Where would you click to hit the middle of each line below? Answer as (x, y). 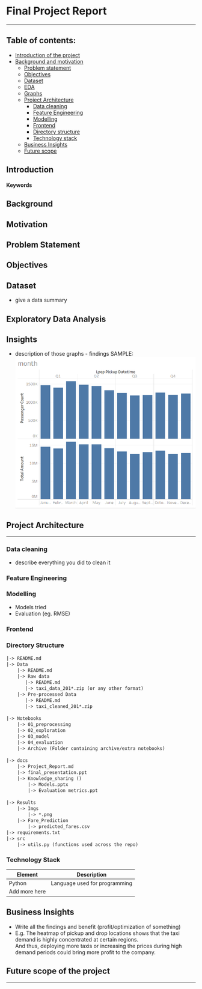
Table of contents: (41, 41)
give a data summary (41, 300)
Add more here (27, 892)
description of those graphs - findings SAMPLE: (74, 354)
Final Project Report (57, 11)
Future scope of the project (58, 971)
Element (27, 874)
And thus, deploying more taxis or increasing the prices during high (98, 946)
